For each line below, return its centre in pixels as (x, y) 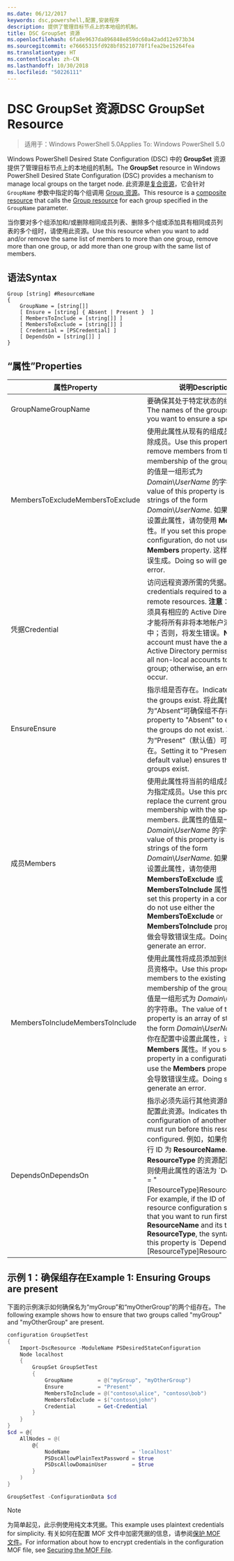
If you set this (183, 531)
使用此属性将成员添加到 (185, 959)
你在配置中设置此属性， (185, 1039)
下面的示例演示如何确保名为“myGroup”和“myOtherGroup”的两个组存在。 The (117, 1307)
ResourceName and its (185, 1225)
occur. (157, 677)
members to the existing (186, 978)
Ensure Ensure (34, 729)
